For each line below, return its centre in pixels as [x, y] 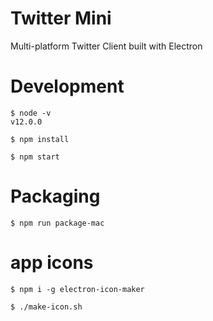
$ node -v [31, 113]
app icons [52, 263]
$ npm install [40, 139]
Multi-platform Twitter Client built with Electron [106, 46]
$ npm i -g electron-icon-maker [77, 289]
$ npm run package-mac [57, 223]
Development [67, 86]
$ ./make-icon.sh [46, 307]
